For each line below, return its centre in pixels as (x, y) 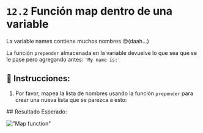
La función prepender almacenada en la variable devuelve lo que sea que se (102, 52)
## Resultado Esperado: (37, 112)
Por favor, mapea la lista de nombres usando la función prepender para (104, 93)
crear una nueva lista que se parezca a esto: (71, 99)
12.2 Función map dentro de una (90, 11)
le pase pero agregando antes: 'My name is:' (64, 59)
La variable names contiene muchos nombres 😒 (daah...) (78, 41)
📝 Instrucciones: (38, 78)
